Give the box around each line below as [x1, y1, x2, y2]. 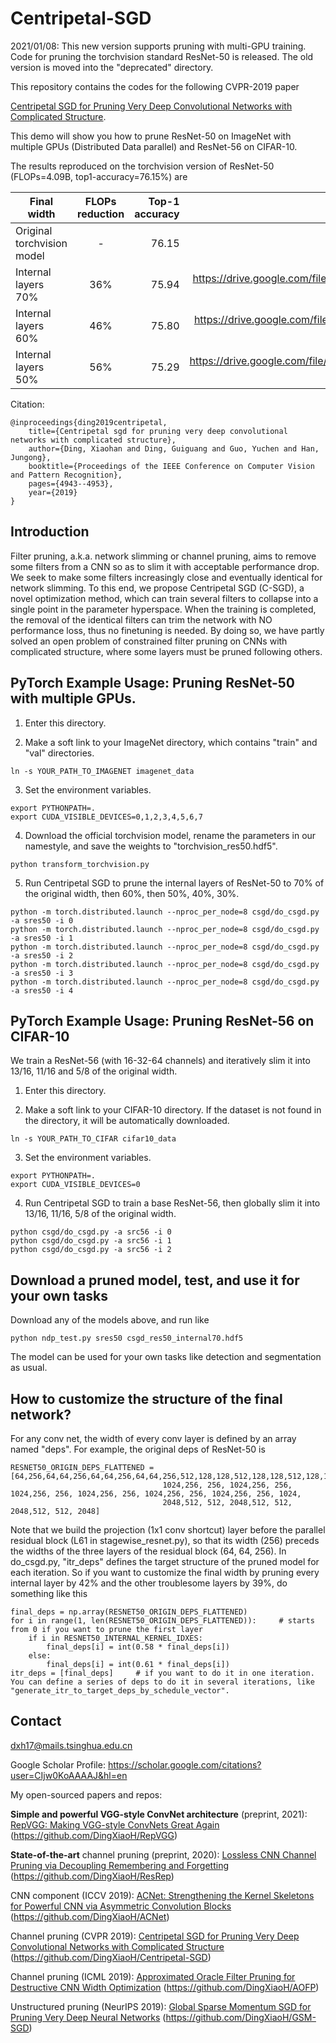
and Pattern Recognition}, [10, 470, 123, 480]
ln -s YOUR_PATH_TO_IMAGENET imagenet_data [10, 766, 195, 776]
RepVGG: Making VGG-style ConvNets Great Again [10, 1818, 220, 1831]
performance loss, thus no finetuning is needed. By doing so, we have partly [10, 624, 325, 636]
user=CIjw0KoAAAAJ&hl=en [10, 1769, 128, 1781]
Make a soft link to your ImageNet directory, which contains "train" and [24, 736, 318, 748]
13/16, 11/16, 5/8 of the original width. [24, 1208, 177, 1220]
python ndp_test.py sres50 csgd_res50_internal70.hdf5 [10, 1333, 244, 1344]
